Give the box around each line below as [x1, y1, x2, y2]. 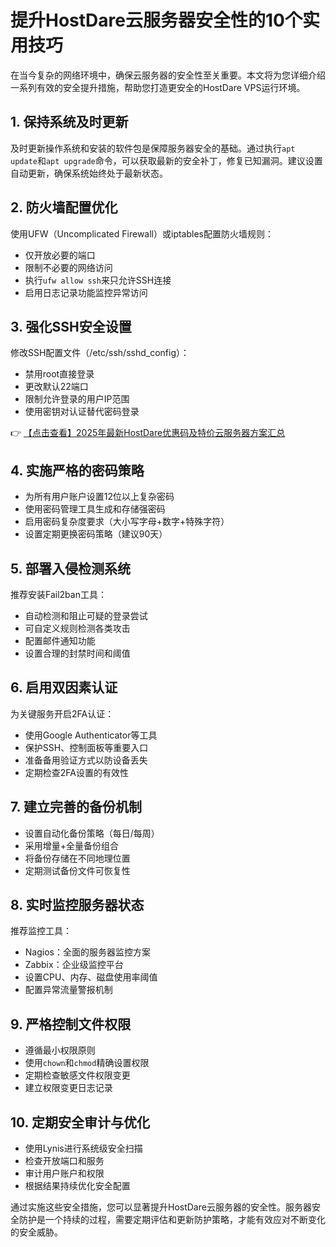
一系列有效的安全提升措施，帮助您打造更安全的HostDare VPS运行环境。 [10, 81, 306, 93]
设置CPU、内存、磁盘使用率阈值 [24, 971, 158, 983]
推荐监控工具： [10, 925, 72, 937]
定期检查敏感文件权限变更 [24, 1069, 131, 1081]
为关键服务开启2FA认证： [10, 707, 115, 720]
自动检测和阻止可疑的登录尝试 [24, 610, 148, 621]
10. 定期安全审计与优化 [10, 1114, 150, 1131]
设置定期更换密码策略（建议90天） [24, 528, 168, 540]
